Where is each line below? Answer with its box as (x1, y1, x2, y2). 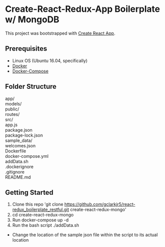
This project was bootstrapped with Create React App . (5, 30, 116, 36)
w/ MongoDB (5, 14, 60, 25)
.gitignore (5, 169, 25, 175)
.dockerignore (5, 164, 33, 170)
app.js (5, 122, 18, 128)
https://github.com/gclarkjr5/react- (64, 201, 135, 208)
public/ (5, 106, 20, 112)
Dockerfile (5, 148, 26, 154)
